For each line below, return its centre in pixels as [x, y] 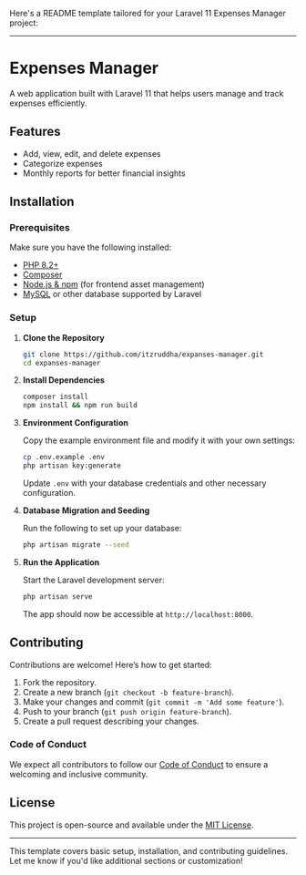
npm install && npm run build [80, 406]
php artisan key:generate [71, 466]
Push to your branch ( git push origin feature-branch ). [127, 711]
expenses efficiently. [48, 103]
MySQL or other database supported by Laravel [112, 294]
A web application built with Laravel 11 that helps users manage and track [147, 93]
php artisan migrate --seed [76, 545]
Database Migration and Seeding [86, 510]
